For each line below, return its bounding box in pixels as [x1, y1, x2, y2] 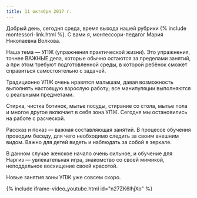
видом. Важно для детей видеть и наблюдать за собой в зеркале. [6, 138, 172, 145]
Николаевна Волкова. [6, 37, 61, 44]
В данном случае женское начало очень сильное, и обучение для [6, 150, 172, 157]
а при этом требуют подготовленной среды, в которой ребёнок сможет [6, 61, 188, 68]
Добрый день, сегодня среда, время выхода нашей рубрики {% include [6, 25, 187, 32]
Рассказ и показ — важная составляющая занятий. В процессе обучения [6, 126, 191, 133]
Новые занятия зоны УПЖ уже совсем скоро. [6, 173, 121, 180]
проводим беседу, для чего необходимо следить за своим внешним [6, 132, 179, 139]
